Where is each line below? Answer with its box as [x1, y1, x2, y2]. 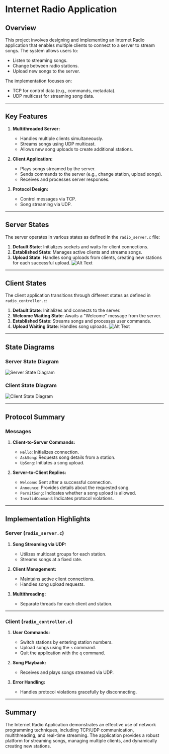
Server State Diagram [5, 358, 59, 365]
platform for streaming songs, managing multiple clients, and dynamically [5, 737, 157, 743]
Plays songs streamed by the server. [20, 165, 96, 172]
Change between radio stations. [12, 63, 79, 68]
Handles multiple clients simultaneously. [20, 135, 104, 142]
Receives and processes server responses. [20, 176, 110, 182]
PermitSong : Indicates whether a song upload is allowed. [20, 490, 137, 496]
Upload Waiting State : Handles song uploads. [12, 323, 108, 329]
